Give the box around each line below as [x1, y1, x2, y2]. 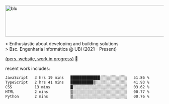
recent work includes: [5, 65, 50, 71]
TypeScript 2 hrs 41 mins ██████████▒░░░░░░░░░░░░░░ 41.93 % [5, 80, 150, 85]
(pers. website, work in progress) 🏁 [5, 56, 78, 62]
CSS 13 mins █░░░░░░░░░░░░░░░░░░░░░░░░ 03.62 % [5, 84, 150, 89]
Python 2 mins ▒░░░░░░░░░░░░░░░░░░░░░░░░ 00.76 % [5, 94, 150, 99]
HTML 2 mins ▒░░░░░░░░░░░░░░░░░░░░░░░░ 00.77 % [5, 89, 150, 94]
